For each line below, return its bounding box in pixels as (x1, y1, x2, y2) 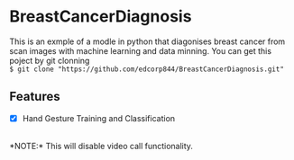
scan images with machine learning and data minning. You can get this (9, 45, 272, 56)
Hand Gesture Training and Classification (22, 112, 176, 123)
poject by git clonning (9, 55, 90, 66)
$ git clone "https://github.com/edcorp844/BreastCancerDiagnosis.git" (9, 65, 284, 74)
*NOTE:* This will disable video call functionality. (9, 140, 194, 151)
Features (9, 89, 60, 104)
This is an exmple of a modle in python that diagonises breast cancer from (9, 36, 286, 47)
